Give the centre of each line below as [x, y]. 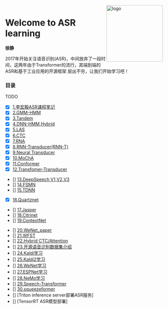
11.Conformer [26, 164]
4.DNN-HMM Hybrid [33, 124]
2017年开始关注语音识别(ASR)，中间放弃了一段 [53, 58]
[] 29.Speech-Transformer [39, 284]
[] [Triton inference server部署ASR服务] [53, 295]
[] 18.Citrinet [25, 215]
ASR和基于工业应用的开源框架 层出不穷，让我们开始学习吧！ [67, 71]
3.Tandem [23, 118]
